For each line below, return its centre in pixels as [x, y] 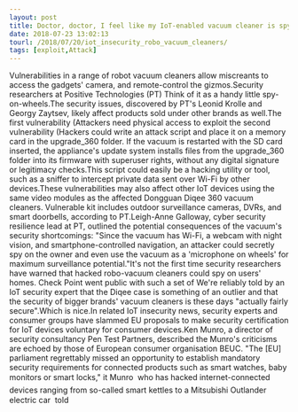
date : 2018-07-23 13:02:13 [59, 34]
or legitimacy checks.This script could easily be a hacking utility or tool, [140, 170]
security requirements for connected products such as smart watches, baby [148, 368]
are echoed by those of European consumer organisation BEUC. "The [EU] [145, 349]
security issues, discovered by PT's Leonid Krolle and [164, 104]
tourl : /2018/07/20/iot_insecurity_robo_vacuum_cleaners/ [118, 42]
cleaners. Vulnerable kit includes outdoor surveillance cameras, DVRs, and [145, 207]
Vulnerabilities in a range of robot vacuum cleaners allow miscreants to [139, 75]
